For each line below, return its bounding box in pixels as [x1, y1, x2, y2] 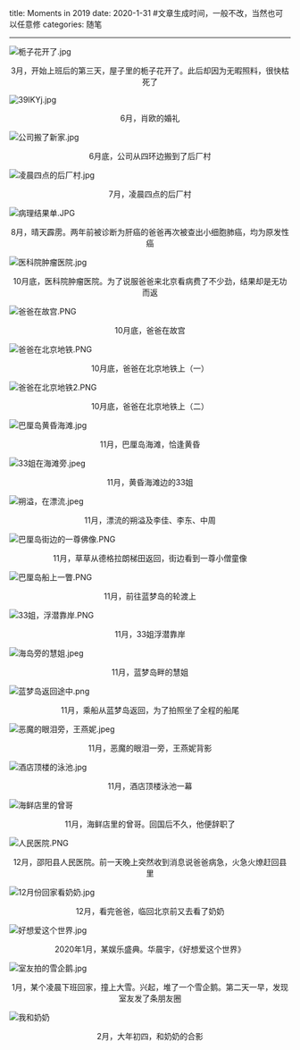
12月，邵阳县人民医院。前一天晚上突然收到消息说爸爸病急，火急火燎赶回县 [12, 857, 287, 867]
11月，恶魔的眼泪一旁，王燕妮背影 [87, 743, 212, 753]
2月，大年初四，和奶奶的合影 [96, 1031, 204, 1041]
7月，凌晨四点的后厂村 [108, 189, 192, 199]
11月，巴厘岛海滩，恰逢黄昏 [99, 439, 201, 449]
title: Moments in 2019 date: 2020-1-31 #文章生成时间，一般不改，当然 [9, 8, 268, 18]
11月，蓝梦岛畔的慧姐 [111, 667, 189, 677]
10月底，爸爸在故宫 [114, 325, 186, 335]
